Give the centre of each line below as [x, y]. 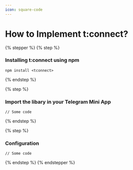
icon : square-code [24, 10]
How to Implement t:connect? [67, 34]
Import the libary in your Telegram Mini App [58, 102]
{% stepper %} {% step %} [32, 48]
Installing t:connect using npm [42, 60]
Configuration [22, 143]
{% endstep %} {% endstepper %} [40, 163]
